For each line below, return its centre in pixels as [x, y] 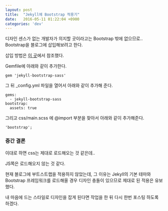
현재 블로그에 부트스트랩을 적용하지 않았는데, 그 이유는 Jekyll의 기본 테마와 [78, 174]
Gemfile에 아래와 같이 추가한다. [36, 66]
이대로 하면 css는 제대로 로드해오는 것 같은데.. [50, 152]
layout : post [19, 10]
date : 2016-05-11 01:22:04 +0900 [42, 19]
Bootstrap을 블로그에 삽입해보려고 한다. [44, 45]
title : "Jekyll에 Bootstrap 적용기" [43, 14]
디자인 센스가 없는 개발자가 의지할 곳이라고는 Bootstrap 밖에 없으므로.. [74, 38]
